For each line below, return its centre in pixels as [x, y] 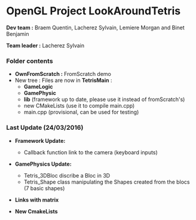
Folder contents [30, 61]
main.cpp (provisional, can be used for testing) [81, 112]
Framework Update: [40, 140]
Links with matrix [37, 200]
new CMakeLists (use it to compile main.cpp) [79, 106]
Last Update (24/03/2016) [45, 128]
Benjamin [18, 33]
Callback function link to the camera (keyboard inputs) [91, 152]
